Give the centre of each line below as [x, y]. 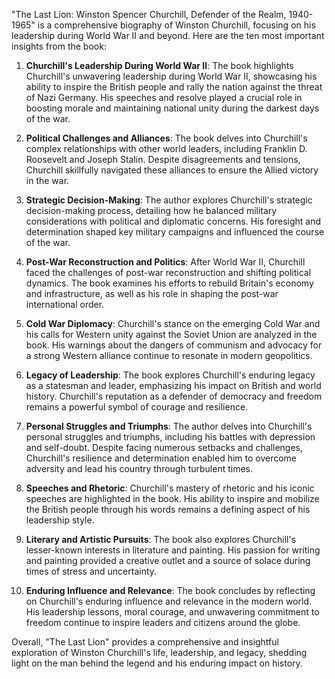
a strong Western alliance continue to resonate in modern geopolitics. [169, 355]
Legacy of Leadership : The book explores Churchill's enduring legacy [170, 375]
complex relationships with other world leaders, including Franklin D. [166, 148]
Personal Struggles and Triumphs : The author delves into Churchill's [169, 426]
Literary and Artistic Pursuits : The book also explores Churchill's [161, 539]
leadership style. [60, 520]
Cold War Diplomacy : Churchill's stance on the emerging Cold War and [173, 323]
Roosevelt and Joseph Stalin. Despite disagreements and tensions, [163, 159]
